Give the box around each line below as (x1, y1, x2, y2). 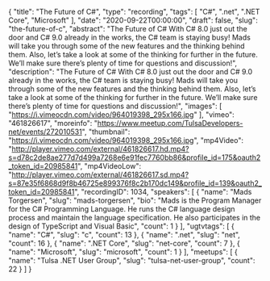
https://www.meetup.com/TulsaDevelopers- (97, 119, 243, 128)
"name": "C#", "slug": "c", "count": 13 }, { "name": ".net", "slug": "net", (8, 230, 240, 239)
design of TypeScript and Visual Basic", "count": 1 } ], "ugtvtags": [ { (8, 221, 235, 231)
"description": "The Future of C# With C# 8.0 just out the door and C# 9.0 (8, 67, 253, 76)
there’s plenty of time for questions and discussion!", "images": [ (8, 101, 222, 111)
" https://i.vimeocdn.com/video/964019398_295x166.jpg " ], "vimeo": (8, 110, 235, 120)
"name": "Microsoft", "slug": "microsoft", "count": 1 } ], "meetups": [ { (8, 247, 238, 257)
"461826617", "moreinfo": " (8, 119, 98, 128)
